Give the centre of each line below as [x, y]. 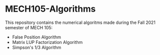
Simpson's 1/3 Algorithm [37, 47]
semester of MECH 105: [29, 27]
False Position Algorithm [37, 37]
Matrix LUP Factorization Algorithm [47, 42]
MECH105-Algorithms [50, 9]
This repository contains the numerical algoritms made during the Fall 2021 [80, 22]
